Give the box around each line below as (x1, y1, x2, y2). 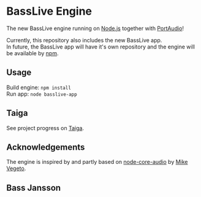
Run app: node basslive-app (6, 90, 78, 98)
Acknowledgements (6, 142, 85, 152)
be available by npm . (6, 49, 59, 56)
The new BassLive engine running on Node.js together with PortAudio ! (6, 25, 184, 32)
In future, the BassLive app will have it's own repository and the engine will (6, 43, 195, 50)
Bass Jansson (6, 182, 61, 193)
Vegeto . (6, 164, 26, 172)
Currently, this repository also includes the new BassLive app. (6, 36, 162, 44)
